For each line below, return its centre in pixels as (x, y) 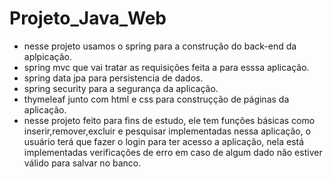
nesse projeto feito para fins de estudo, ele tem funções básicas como (169, 120)
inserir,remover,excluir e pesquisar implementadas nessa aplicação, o (167, 131)
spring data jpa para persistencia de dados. (113, 78)
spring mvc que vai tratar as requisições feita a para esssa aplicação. (166, 67)
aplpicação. (48, 56)
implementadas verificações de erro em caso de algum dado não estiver (173, 152)
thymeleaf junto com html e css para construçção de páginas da (156, 99)
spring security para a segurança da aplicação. (121, 88)
